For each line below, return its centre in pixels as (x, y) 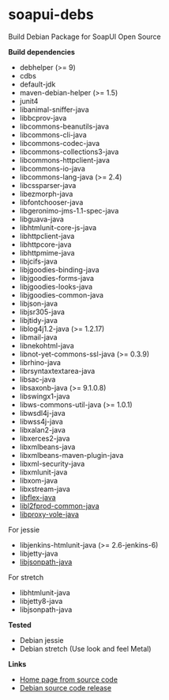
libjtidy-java (38, 320)
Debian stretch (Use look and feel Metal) (85, 648)
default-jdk (38, 84)
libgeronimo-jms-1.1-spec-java (69, 210)
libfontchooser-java (51, 202)
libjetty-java (39, 553)
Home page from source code (69, 679)
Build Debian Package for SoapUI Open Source (84, 37)
